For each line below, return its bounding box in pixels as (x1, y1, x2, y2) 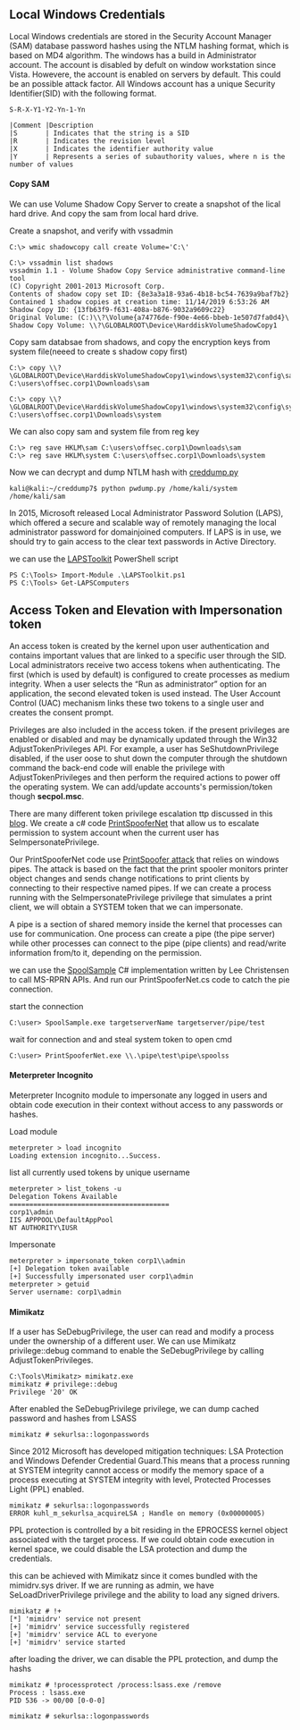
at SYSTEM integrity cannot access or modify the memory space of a (9, 1465, 265, 1476)
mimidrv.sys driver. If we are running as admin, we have (9, 1580, 214, 1591)
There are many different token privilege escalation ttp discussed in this (9, 808, 273, 819)
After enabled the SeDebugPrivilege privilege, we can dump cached (9, 1404, 260, 1414)
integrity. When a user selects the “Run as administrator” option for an (9, 679, 268, 689)
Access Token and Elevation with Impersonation (9, 603, 283, 618)
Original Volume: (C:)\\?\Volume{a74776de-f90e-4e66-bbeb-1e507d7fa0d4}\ (9, 313, 290, 323)
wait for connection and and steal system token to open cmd (9, 1034, 232, 1044)
